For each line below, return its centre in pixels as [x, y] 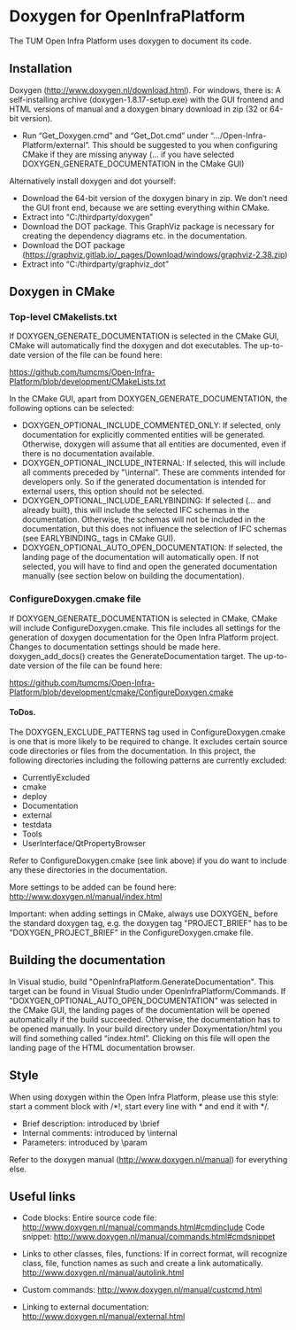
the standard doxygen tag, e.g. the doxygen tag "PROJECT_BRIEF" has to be [148, 922]
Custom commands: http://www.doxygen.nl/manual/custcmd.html [142, 1290]
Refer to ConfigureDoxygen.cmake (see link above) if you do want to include [148, 860]
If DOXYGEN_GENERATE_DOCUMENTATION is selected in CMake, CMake [144, 618]
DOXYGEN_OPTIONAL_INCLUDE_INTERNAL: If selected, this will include [153, 463]
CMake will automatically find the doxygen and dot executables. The [133, 346]
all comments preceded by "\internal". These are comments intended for [154, 472]
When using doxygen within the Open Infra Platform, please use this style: [144, 1097]
